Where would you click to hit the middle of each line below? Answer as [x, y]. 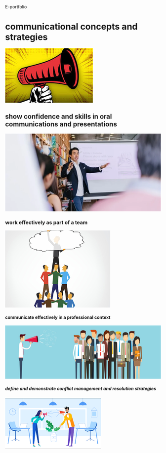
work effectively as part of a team [46, 222]
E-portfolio [16, 7]
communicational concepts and [71, 27]
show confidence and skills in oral [59, 117]
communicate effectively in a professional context [58, 317]
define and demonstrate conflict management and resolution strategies [81, 388]
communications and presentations [61, 124]
